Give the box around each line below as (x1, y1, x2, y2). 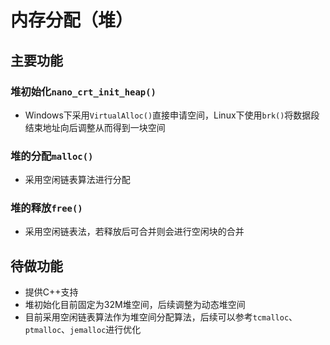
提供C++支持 (24, 286, 79, 298)
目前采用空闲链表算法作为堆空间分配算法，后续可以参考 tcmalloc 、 (24, 311, 298, 323)
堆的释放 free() (10, 201, 83, 215)
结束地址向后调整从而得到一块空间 (24, 121, 166, 133)
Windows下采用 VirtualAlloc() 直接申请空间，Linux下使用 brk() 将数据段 (24, 109, 320, 121)
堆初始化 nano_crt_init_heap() (10, 84, 157, 98)
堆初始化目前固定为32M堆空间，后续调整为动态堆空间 (24, 299, 246, 311)
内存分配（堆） (10, 9, 134, 32)
